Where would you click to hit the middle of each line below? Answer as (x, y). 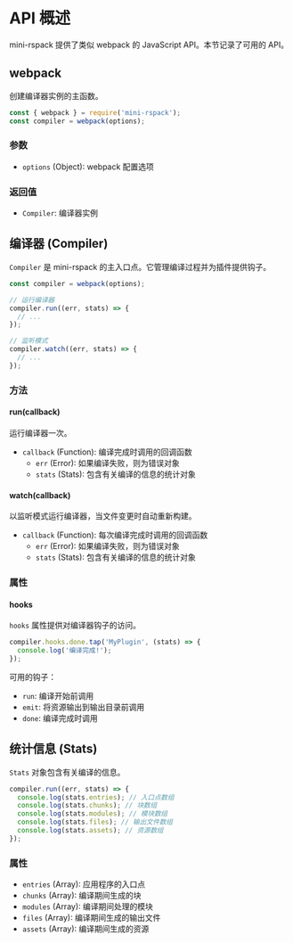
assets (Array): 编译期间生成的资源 (85, 929)
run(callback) (35, 412)
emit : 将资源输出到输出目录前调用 (83, 707)
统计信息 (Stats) (53, 749)
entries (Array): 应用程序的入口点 (83, 884)
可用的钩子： (33, 676)
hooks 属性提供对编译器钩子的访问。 (75, 626)
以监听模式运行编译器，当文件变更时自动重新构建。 (103, 516)
